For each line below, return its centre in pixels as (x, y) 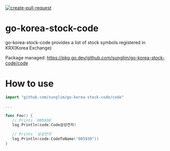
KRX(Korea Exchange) (29, 48)
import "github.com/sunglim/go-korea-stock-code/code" (65, 97)
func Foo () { (19, 115)
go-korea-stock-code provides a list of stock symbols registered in (76, 42)
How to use (30, 84)
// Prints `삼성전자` (33, 134)
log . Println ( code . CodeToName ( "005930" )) (55, 139)
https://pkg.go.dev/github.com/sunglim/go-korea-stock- (106, 57)
